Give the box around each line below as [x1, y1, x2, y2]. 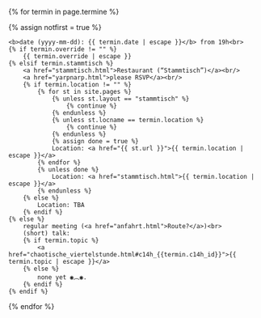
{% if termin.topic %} [23, 236, 99, 244]
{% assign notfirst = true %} [8, 23, 103, 32]
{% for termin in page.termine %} [8, 7, 120, 16]
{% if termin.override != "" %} [8, 45, 117, 53]
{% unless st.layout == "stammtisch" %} [51, 95, 190, 103]
